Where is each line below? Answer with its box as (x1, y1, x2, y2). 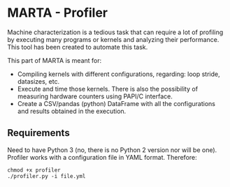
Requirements (7, 127, 70, 139)
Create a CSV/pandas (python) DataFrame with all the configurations (17, 99, 215, 107)
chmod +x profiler (7, 166, 61, 174)
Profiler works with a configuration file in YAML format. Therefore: (7, 153, 197, 161)
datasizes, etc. (17, 77, 60, 85)
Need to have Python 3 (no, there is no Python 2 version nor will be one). (7, 145, 217, 154)
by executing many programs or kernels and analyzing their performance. (7, 35, 220, 43)
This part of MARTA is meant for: (7, 56, 102, 64)
